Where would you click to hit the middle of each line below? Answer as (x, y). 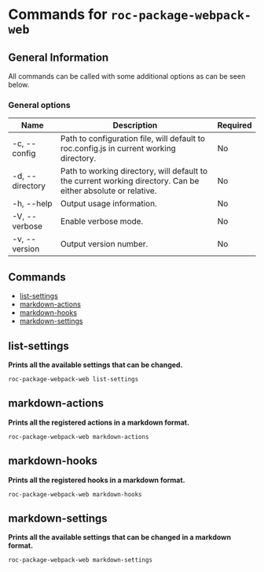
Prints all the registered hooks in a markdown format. (97, 480)
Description (135, 125)
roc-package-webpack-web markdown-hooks (75, 494)
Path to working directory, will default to (134, 171)
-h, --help (32, 204)
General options (39, 105)
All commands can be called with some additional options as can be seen (127, 76)
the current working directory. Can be (130, 181)
